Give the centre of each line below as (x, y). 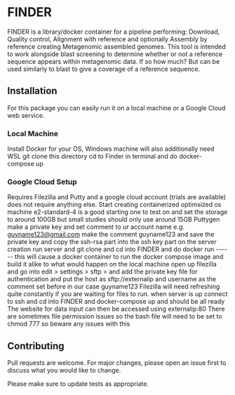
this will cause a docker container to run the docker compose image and (119, 257)
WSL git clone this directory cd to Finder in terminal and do (92, 156)
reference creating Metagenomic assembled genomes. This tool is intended (117, 46)
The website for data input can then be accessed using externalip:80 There (116, 309)
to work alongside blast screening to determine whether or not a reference (115, 54)
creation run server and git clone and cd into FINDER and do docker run (111, 249)
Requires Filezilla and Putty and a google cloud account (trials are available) (117, 197)
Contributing (36, 346)
